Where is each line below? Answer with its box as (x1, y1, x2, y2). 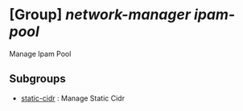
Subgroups (9, 72, 67, 85)
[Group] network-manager (9, 6, 192, 24)
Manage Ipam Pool (9, 49, 72, 58)
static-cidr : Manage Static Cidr (20, 93, 126, 103)
